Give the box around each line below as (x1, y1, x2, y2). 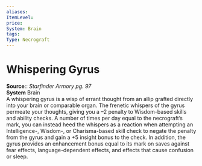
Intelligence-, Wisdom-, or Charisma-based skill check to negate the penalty (6, 127, 197, 134)
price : (6, 20, 23, 26)
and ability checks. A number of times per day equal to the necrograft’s (6, 114, 183, 121)
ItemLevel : (6, 14, 34, 20)
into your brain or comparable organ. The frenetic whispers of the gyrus (6, 102, 185, 109)
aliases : (6, 8, 28, 15)
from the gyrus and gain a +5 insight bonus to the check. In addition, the (6, 134, 186, 141)
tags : (6, 31, 20, 37)
